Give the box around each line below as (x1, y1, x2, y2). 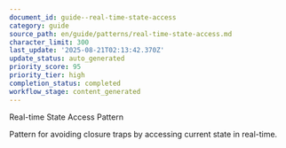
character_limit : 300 (9, 37, 90, 47)
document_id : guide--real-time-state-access (9, 12, 177, 22)
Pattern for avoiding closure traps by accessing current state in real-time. (9, 129, 278, 139)
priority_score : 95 (9, 63, 82, 72)
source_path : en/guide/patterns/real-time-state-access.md (9, 29, 233, 38)
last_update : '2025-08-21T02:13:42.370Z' (9, 46, 165, 55)
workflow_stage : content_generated (9, 87, 141, 96)
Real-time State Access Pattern (9, 112, 124, 122)
